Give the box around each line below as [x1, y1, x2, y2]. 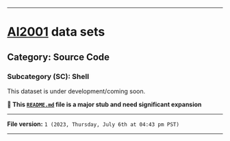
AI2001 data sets [7, 25, 105, 40]
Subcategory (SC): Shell [7, 72, 90, 81]
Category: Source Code [7, 51, 110, 63]
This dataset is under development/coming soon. [7, 87, 146, 95]
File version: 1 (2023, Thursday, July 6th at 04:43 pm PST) [7, 120, 180, 128]
